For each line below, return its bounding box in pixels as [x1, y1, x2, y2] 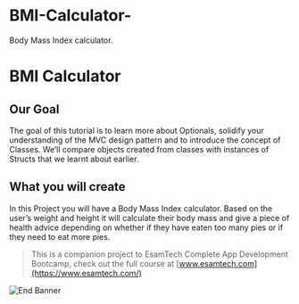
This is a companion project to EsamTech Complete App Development [30, 249, 288, 259]
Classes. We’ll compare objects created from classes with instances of [9, 144, 270, 154]
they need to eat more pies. [9, 231, 111, 242]
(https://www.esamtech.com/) [30, 267, 143, 278]
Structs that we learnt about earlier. [9, 153, 139, 164]
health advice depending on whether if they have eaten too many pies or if [9, 222, 284, 233]
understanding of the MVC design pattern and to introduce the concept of [9, 135, 281, 145]
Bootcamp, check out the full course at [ [30, 258, 180, 268]
